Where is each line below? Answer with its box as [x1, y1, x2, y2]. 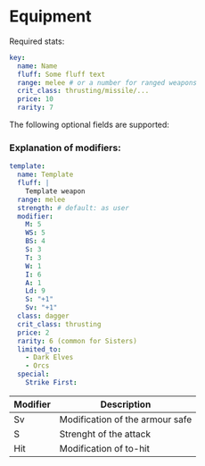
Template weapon [25, 186, 86, 196]
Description [100, 398, 152, 411]
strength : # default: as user [17, 203, 129, 212]
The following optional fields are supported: [9, 119, 169, 131]
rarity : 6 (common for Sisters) [17, 336, 138, 345]
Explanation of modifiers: [9, 141, 122, 154]
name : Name [17, 61, 58, 71]
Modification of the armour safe [59, 413, 193, 426]
